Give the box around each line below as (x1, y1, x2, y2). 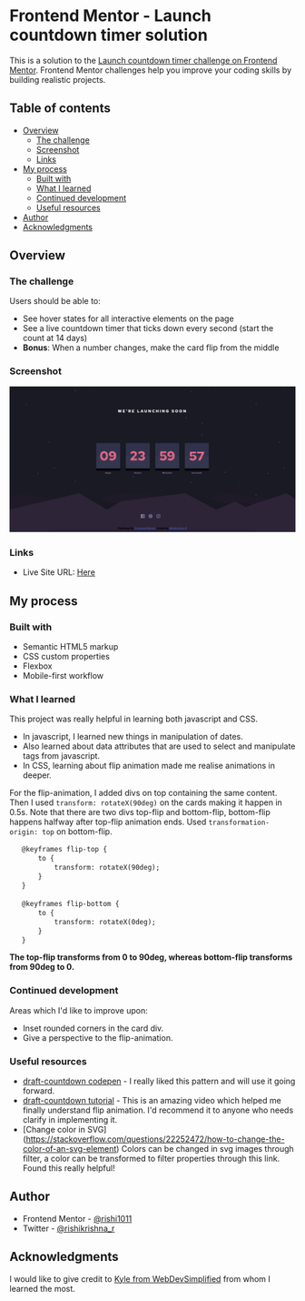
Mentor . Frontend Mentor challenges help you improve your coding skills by (9, 65, 292, 76)
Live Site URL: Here (22, 567, 95, 578)
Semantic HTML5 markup (22, 641, 119, 652)
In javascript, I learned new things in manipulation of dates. (22, 731, 243, 742)
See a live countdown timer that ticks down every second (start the (22, 323, 274, 334)
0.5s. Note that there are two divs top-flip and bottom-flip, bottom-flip (9, 807, 271, 818)
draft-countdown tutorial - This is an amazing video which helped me (22, 1095, 281, 1106)
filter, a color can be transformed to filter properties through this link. (22, 1153, 280, 1165)
